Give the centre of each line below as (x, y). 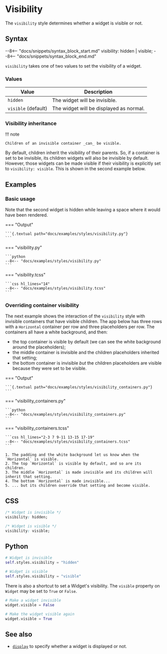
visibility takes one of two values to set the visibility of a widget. (74, 66)
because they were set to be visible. (50, 369)
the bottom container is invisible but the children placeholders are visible (87, 363)
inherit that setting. (29, 477)
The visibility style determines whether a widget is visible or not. (74, 23)
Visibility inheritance (31, 123)
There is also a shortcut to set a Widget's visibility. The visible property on (83, 586)
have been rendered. (27, 215)
